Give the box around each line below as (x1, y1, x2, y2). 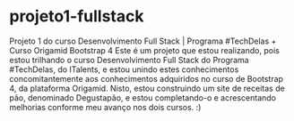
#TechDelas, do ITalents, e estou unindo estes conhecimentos (9, 64, 239, 75)
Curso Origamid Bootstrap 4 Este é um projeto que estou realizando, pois (9, 44, 280, 55)
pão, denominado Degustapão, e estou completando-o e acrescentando (9, 92, 276, 103)
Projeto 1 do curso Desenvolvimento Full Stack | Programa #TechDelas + (9, 36, 277, 46)
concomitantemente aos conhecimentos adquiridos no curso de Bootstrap (9, 73, 284, 84)
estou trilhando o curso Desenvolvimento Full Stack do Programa (9, 54, 249, 65)
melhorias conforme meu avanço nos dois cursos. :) (9, 101, 202, 112)
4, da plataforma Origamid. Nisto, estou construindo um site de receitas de (9, 83, 285, 93)
